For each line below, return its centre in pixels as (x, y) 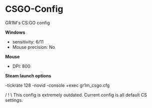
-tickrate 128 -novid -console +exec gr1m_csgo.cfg (58, 85)
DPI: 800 (21, 66)
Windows (15, 32)
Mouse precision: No (34, 47)
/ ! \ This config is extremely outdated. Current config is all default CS (76, 95)
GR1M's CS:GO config (28, 23)
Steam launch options (28, 75)
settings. (14, 100)
